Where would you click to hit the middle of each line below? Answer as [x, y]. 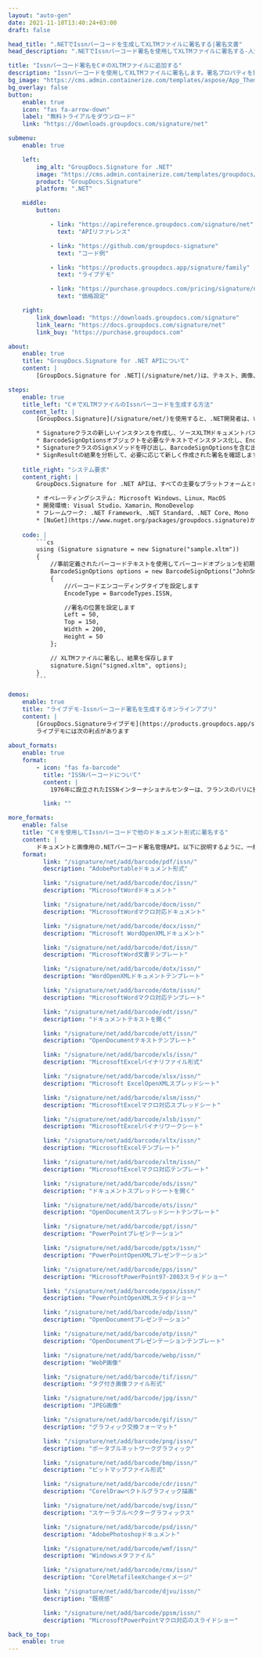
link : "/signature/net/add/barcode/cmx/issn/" [120, 1570]
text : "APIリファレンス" [94, 232]
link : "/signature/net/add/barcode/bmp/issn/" [120, 1463]
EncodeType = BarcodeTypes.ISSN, [119, 593]
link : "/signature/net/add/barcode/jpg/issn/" [120, 1398]
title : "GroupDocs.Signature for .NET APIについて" [106, 361]
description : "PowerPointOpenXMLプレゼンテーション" [125, 1255]
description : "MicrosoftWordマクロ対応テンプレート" [124, 998]
